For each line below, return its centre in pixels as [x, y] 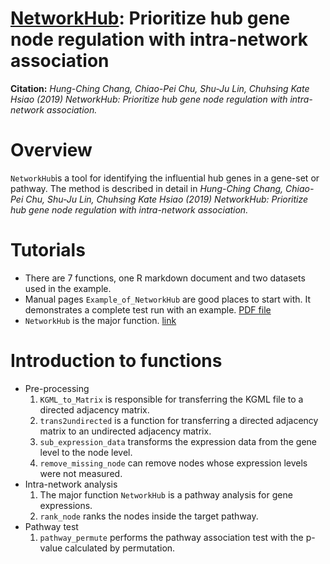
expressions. [66, 505]
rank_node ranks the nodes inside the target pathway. [149, 516]
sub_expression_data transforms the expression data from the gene [178, 441]
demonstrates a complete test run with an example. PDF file [148, 309]
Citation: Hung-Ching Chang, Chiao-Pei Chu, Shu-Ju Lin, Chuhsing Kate [160, 88]
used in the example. [68, 288]
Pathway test [51, 526]
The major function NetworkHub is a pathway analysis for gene [166, 494]
